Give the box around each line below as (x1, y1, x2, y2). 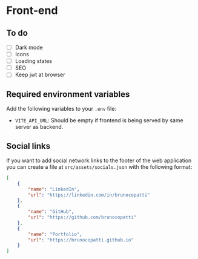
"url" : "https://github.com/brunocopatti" (28, 214, 137, 221)
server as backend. (15, 123, 64, 131)
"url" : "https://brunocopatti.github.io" (28, 237, 134, 243)
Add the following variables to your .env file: (6, 105, 117, 113)
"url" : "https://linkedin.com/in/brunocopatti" (28, 192, 150, 198)
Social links (6, 140, 50, 151)
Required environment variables (6, 89, 130, 99)
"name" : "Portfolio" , (28, 231, 83, 237)
